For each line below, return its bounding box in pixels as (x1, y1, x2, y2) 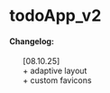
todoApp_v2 (9, 5, 102, 26)
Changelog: (9, 35, 55, 46)
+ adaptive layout (22, 65, 87, 77)
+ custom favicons (22, 75, 92, 86)
